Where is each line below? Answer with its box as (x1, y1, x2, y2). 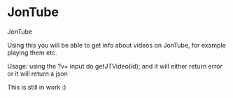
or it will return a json (7, 69, 69, 78)
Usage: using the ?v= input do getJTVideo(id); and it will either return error (7, 62, 223, 70)
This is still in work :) (7, 83, 66, 91)
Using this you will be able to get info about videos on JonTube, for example (7, 41, 226, 49)
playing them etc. (7, 48, 57, 57)
